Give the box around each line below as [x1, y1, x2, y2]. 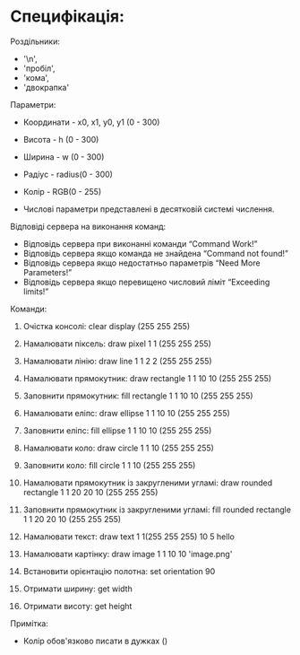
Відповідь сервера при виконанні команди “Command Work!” [22, 238, 258, 249]
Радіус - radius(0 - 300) [22, 169, 113, 179]
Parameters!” [22, 266, 73, 277]
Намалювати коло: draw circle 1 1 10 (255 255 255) [22, 442, 214, 453]
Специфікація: [10, 6, 124, 27]
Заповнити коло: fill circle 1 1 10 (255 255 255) [22, 459, 196, 470]
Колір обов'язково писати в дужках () [22, 635, 168, 646]
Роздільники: [10, 36, 61, 47]
